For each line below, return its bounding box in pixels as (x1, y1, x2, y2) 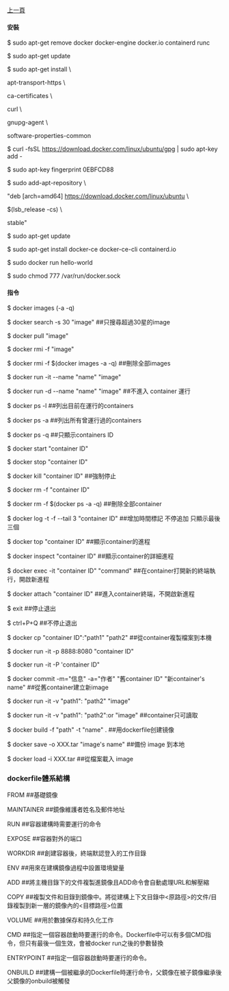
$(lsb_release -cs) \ (7, 205, 63, 214)
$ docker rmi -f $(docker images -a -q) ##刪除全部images (7, 359, 171, 368)
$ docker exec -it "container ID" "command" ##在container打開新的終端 (7, 566, 210, 575)
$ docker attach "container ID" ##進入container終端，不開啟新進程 (7, 590, 195, 598)
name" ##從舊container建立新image (7, 683, 109, 691)
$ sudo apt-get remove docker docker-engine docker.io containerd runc (7, 38, 211, 47)
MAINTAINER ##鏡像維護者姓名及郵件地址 (7, 805, 125, 813)
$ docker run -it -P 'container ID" (7, 660, 100, 669)
